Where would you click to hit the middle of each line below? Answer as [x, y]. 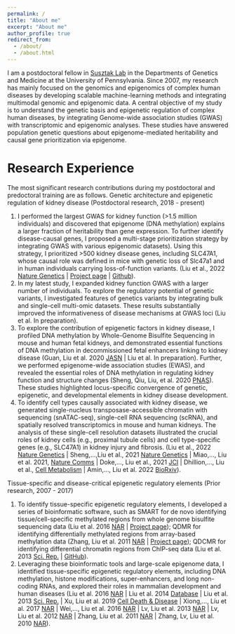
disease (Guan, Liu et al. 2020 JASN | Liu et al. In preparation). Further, [120, 358]
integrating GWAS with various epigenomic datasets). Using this [110, 245]
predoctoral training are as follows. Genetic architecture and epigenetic [110, 195]
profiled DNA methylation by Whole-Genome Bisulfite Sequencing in [116, 335]
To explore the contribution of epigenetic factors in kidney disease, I [116, 328]
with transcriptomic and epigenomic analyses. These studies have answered [118, 125]
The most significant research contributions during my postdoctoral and [111, 187]
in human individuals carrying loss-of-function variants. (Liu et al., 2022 [121, 268]
